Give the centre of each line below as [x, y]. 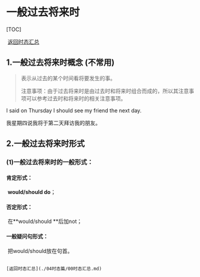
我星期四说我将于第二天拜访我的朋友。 [53, 123]
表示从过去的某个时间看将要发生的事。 [68, 78]
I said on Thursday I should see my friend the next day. [74, 110]
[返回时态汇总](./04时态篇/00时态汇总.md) [54, 269]
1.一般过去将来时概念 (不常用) [60, 63]
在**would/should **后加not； [45, 221]
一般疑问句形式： [27, 236]
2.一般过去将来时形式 [46, 144]
